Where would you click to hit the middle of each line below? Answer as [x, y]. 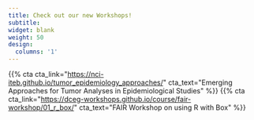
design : [21, 45]
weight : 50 [26, 37]
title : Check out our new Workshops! [70, 15]
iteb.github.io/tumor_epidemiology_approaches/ [86, 82]
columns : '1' [37, 52]
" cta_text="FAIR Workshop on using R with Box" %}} [160, 107]
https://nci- [85, 74]
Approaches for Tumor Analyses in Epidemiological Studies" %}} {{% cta [127, 91]
